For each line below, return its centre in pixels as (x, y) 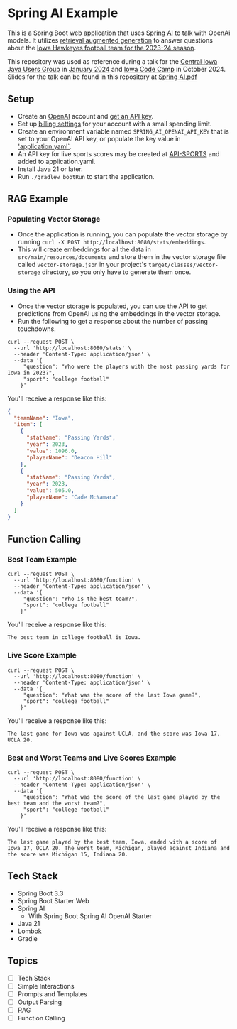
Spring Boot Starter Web (54, 900)
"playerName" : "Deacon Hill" (69, 457)
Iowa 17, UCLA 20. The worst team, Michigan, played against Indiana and (119, 848)
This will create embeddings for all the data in (84, 249)
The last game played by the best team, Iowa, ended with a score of (112, 842)
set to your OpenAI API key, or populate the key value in (99, 138)
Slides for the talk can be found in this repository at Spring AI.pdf (102, 77)
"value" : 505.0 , (50, 491)
